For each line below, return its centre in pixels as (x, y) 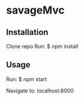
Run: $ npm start (27, 79)
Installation (27, 32)
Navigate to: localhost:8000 (40, 91)
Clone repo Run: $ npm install (42, 46)
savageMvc (35, 10)
